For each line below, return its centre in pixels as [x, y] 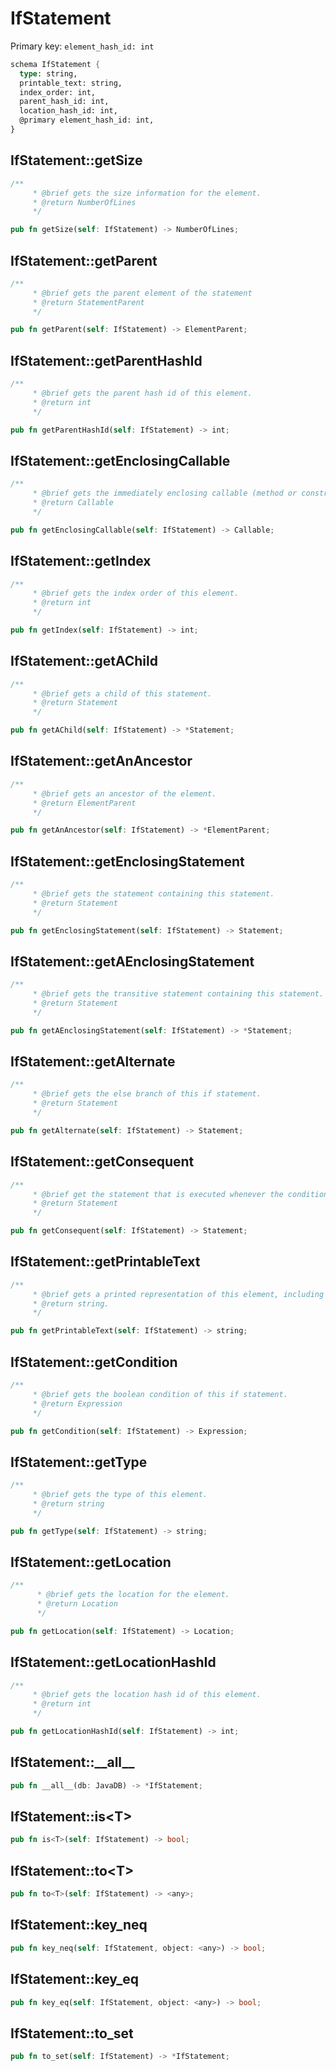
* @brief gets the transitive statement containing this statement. [178, 994]
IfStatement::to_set [72, 2033]
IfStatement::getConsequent [102, 1162]
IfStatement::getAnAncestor [101, 761]
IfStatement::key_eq [75, 1979]
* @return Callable [73, 503]
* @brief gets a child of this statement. [122, 693]
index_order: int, [58, 92]
